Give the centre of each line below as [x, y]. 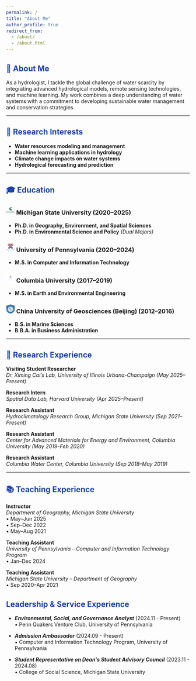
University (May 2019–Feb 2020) [45, 446]
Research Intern [26, 393]
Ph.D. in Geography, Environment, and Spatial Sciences [83, 225]
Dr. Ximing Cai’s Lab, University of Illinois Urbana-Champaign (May [87, 375]
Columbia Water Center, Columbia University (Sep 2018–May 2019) [87, 464]
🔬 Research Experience [49, 355]
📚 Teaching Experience [50, 489]
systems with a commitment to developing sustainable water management [95, 101]
